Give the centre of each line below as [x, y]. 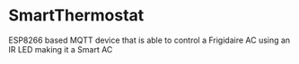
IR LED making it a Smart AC [61, 49]
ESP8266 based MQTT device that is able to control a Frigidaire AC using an [149, 40]
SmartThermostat [76, 16]
